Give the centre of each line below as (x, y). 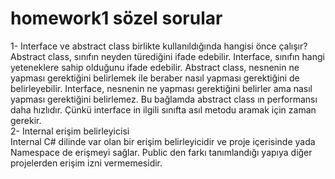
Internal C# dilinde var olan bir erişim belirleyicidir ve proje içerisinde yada (163, 141)
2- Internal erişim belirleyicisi (70, 131)
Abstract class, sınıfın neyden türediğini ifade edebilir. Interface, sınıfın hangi (167, 56)
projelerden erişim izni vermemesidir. (86, 163)
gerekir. (26, 120)
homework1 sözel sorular (116, 18)
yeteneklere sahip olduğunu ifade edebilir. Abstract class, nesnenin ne (155, 67)
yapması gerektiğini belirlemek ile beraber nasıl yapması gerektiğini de (155, 78)
